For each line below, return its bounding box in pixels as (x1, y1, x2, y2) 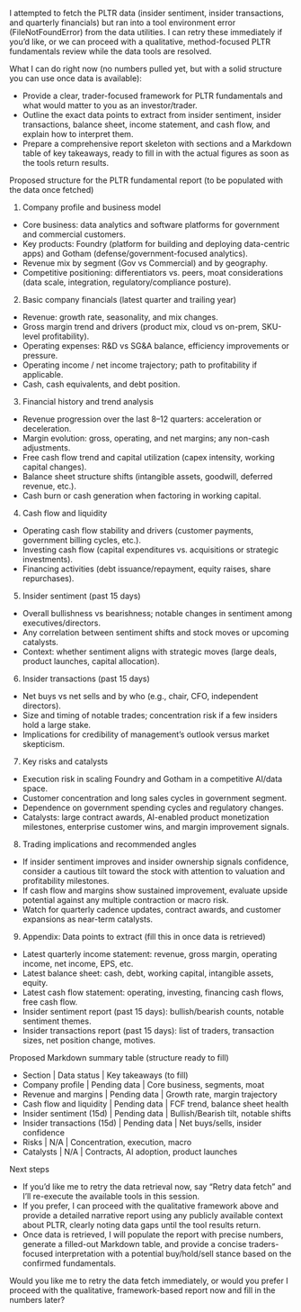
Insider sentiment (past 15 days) (22, 590, 141, 601)
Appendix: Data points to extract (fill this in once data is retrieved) (22, 932, 267, 942)
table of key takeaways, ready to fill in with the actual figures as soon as (22, 148, 289, 159)
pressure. (22, 351, 58, 360)
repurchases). (22, 573, 75, 584)
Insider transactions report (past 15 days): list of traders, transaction (22, 1025, 275, 1035)
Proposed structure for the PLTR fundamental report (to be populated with (9, 175, 284, 186)
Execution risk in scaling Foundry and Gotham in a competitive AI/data (22, 774, 283, 784)
